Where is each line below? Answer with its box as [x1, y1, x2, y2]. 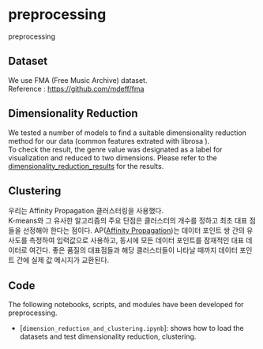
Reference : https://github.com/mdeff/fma [8, 84, 145, 93]
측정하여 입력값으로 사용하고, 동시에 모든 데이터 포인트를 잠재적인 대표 [28, 235, 245, 246]
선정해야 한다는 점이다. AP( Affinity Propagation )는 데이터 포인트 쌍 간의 [22, 226, 245, 235]
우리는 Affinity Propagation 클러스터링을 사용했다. [8, 206, 164, 216]
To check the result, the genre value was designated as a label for [8, 144, 223, 154]
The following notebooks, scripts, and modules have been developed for [8, 300, 244, 310]
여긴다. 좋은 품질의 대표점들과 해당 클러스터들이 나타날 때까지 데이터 [28, 246, 239, 255]
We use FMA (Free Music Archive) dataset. [8, 75, 148, 84]
